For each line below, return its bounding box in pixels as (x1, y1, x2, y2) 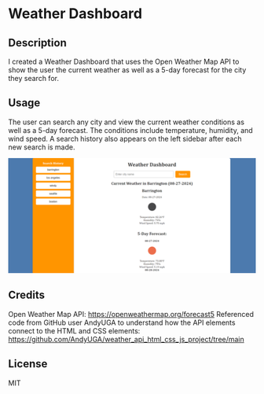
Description (8, 36, 67, 50)
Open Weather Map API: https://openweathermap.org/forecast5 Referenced (8, 309, 254, 319)
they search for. (8, 74, 59, 83)
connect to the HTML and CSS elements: (8, 326, 141, 335)
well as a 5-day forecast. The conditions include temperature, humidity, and (8, 125, 253, 134)
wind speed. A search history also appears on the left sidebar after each (8, 134, 242, 143)
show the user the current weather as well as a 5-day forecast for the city (8, 65, 247, 75)
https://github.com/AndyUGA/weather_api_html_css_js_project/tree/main (8, 334, 245, 344)
